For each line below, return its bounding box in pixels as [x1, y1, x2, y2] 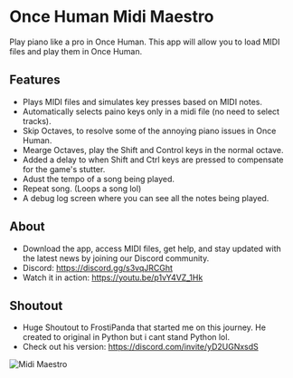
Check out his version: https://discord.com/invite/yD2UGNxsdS [22, 342, 260, 353]
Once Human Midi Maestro [9, 6, 214, 27]
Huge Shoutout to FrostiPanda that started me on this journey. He [22, 322, 267, 333]
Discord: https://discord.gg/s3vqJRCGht [22, 262, 174, 273]
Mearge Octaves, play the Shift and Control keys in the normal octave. [22, 144, 284, 155]
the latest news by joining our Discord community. [22, 252, 210, 264]
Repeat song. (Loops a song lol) [22, 183, 142, 194]
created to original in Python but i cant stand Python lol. [22, 332, 231, 343]
